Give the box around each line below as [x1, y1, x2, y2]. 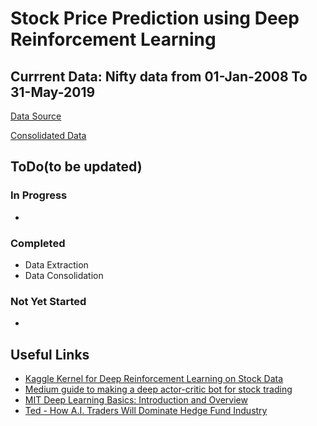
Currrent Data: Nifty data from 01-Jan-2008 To [10, 68, 308, 85]
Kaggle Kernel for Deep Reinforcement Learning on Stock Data [24, 373, 284, 385]
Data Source [10, 110, 62, 122]
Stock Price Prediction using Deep [10, 7, 300, 30]
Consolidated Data [10, 130, 87, 141]
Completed [10, 236, 66, 250]
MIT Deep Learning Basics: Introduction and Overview [24, 394, 248, 406]
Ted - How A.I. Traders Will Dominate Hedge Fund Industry [24, 405, 268, 417]
